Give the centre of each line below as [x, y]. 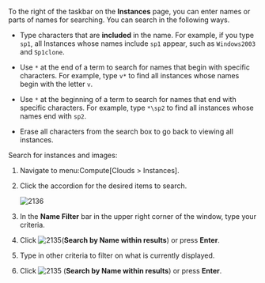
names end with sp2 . [53, 116]
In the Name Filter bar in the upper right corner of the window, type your [138, 216]
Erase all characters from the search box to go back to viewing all [126, 131]
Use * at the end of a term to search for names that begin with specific [135, 67]
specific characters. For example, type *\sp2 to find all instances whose [137, 108]
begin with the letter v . [56, 84]
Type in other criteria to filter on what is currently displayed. [117, 255]
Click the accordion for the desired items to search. [103, 186]
